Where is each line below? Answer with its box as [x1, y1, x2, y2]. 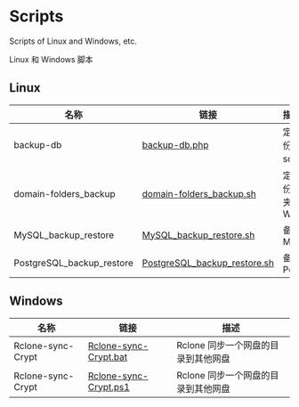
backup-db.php [141, 138, 209, 151]
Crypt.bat [87, 350, 127, 362]
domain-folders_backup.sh [141, 187, 256, 199]
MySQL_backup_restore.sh [141, 229, 255, 241]
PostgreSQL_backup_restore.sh [141, 256, 274, 269]
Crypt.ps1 [87, 380, 131, 393]
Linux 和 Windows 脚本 [9, 53, 93, 64]
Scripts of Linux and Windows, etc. [9, 36, 138, 46]
